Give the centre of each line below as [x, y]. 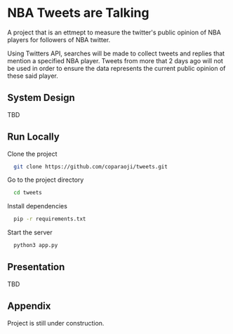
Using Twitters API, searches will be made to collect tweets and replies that [116, 53]
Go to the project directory [46, 180]
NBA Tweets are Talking [78, 13]
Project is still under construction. [56, 323]
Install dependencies [38, 206]
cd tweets [28, 193]
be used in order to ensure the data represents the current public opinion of [116, 68]
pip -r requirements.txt [50, 219]
